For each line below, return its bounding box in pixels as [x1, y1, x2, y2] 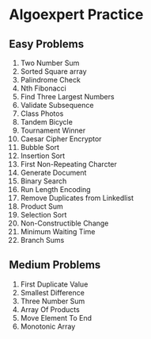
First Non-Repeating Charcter [20, 160, 118, 168]
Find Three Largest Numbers [20, 92, 115, 101]
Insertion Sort [20, 151, 66, 160]
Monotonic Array [20, 322, 76, 331]
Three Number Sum [20, 296, 85, 306]
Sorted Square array [20, 67, 87, 76]
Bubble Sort [20, 143, 60, 152]
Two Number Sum [20, 58, 80, 67]
